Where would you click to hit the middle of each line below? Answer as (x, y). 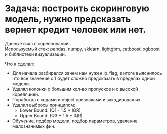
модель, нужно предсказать (68, 19)
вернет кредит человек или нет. (76, 30)
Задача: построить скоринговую (77, 9)
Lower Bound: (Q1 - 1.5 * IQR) (50, 110)
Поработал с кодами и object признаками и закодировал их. (77, 99)
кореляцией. (26, 94)
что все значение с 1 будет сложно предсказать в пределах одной (83, 78)
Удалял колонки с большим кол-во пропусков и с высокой (75, 89)
